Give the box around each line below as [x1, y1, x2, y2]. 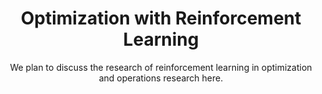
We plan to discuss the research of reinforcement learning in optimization [9, 61, 313, 73]
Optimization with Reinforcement [20, 7, 302, 30]
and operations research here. [98, 72, 224, 84]
